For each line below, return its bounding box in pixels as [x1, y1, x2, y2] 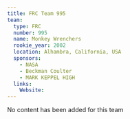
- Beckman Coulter [19, 67, 72, 74]
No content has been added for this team [7, 106, 124, 114]
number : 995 [13, 29, 48, 36]
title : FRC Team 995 [7, 10, 67, 17]
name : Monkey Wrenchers [13, 36, 81, 43]
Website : [19, 87, 45, 94]
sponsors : [13, 55, 41, 62]
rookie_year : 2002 [13, 42, 67, 49]
